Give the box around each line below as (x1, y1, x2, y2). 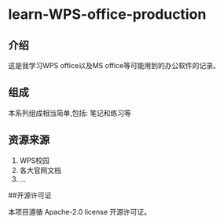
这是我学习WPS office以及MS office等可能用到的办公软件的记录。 (8, 61, 220, 70)
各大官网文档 (19, 165, 61, 175)
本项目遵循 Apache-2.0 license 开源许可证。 (8, 207, 152, 216)
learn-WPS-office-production (8, 5, 207, 23)
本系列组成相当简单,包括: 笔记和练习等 (8, 108, 132, 117)
